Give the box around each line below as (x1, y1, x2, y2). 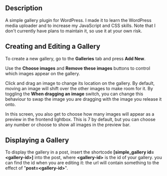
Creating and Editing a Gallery (5, 42, 100, 51)
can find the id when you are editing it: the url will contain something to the (5, 160, 159, 166)
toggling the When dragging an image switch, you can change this (5, 91, 143, 97)
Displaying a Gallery (5, 136, 69, 145)
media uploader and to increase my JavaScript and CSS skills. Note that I (5, 22, 156, 28)
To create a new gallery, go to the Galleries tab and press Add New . (5, 55, 146, 61)
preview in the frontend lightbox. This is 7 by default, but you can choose (5, 116, 156, 122)
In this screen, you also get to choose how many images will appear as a (5, 111, 154, 117)
